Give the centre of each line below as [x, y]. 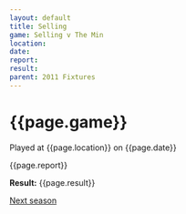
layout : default [40, 18]
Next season [33, 200]
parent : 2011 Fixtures [52, 77]
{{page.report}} [39, 165]
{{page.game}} [68, 122]
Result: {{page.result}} [52, 182]
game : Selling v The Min [57, 35]
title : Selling [38, 26]
